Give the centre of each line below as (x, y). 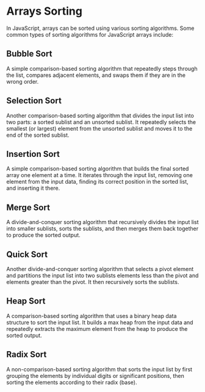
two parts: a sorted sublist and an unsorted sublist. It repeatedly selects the (101, 122)
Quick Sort (27, 254)
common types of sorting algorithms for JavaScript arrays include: (90, 34)
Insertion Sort (33, 154)
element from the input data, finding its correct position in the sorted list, (98, 182)
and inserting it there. (33, 188)
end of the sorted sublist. (38, 135)
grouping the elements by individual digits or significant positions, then (95, 376)
